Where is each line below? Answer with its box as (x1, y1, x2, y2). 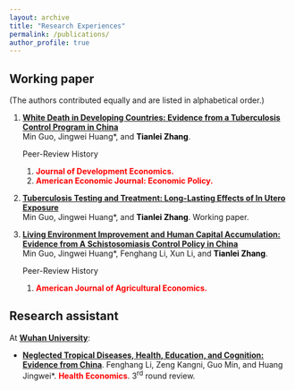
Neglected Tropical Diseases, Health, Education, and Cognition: (21, 350, 265, 360)
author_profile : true (9, 38, 90, 47)
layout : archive (9, 13, 70, 22)
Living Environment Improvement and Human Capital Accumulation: (21, 229, 281, 240)
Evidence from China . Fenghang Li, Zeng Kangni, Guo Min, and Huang (21, 359, 283, 369)
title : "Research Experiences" (9, 21, 126, 30)
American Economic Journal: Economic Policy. (35, 175, 214, 186)
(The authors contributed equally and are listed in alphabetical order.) (9, 95, 265, 106)
